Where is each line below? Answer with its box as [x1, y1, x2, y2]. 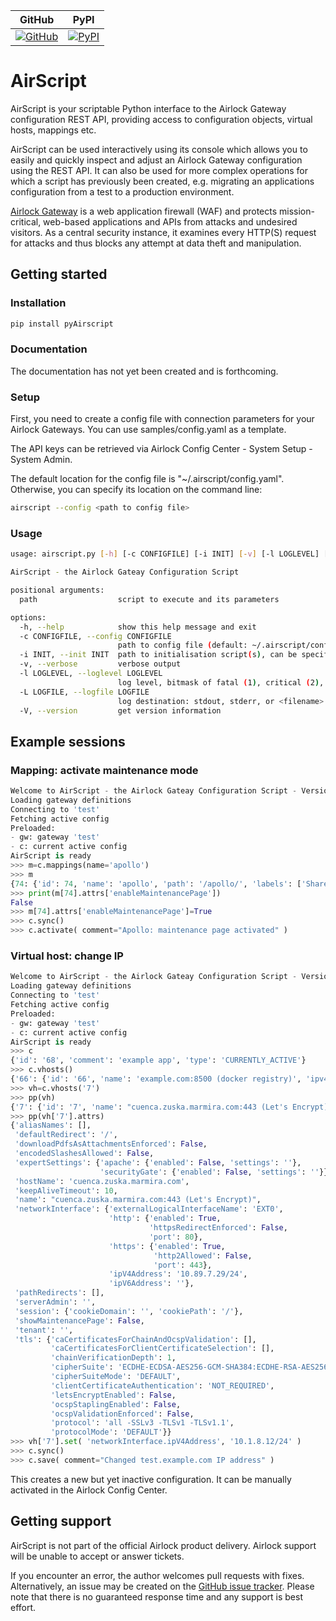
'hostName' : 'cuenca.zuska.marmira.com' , [14, 1176, 190, 1186]
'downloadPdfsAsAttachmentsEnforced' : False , [14, 1139, 208, 1149]
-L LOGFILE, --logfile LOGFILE [19, 687, 150, 697]
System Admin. [10, 454, 73, 466]
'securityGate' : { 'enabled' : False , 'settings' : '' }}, [99, 1167, 333, 1177]
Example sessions [10, 733, 126, 750]
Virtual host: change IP [10, 949, 124, 963]
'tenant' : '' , [14, 1325, 74, 1335]
